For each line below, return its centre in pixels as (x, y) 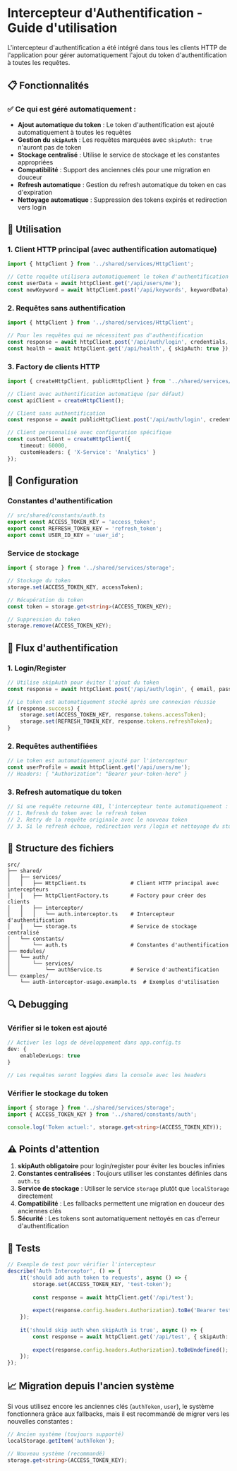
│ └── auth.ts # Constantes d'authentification (118, 945)
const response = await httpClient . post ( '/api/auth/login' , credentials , (118, 342)
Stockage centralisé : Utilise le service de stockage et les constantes (119, 155)
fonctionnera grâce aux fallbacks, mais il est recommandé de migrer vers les (119, 1414)
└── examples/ (28, 975)
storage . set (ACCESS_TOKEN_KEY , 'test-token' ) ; (102, 1284)
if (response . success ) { (44, 708)
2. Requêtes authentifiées (53, 746)
